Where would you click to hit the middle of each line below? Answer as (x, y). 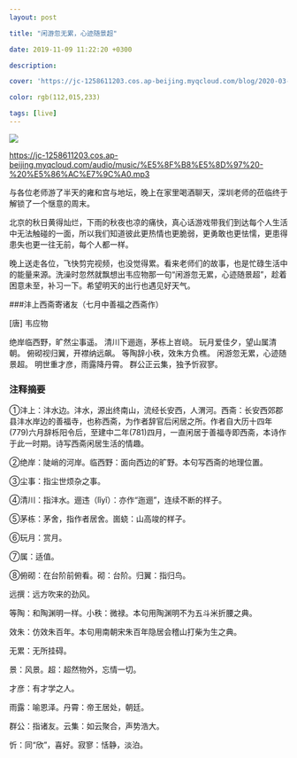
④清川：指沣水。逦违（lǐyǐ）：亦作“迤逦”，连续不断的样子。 (118, 500)
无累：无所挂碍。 (40, 651)
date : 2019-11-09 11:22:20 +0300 (71, 50)
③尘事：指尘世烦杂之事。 (57, 481)
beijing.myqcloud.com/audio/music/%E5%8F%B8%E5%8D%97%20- (136, 164)
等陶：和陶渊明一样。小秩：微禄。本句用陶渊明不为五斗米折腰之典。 (133, 613)
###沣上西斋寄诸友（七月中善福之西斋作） (86, 304)
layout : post (33, 17)
